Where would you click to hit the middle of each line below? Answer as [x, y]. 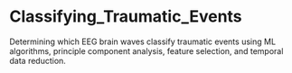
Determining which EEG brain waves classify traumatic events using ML [143, 41]
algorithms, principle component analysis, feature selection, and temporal [146, 50]
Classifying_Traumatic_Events [126, 17]
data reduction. [38, 60]
